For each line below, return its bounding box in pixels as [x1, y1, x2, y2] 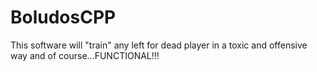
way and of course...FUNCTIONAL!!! [10, 49, 160, 61]
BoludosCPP [10, 6, 117, 29]
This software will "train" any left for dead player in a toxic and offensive [10, 39, 308, 51]
